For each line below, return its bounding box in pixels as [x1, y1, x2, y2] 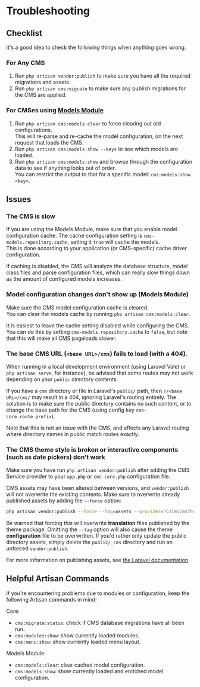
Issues [6, 194, 32, 204]
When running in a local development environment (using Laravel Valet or [6, 363, 186, 370]
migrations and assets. [14, 79, 71, 86]
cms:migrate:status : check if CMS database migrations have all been [14, 619, 185, 626]
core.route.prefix [6, 413, 52, 419]
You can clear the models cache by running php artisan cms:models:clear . [6, 310, 190, 317]
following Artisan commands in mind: [6, 596, 97, 603]
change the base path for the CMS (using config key [6, 406, 135, 413]
